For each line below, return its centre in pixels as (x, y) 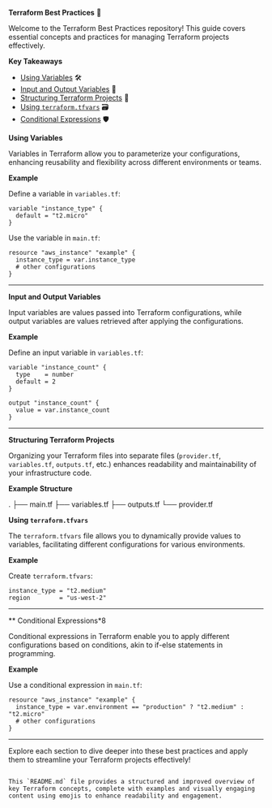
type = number (45, 374)
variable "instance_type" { (56, 209)
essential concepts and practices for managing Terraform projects (119, 37)
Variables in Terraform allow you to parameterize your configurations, (124, 153)
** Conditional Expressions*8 (57, 620)
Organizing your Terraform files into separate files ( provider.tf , (115, 456)
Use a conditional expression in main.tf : (75, 685)
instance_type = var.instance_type (76, 260)
